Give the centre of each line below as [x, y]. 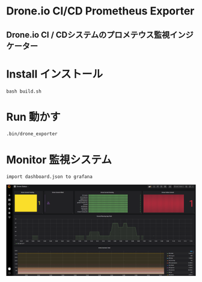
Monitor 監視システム [59, 160]
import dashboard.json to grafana [50, 177]
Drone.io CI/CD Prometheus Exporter [100, 11]
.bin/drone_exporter [32, 134]
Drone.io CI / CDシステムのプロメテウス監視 [88, 35]
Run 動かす [33, 117]
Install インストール [55, 74]
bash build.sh [24, 91]
